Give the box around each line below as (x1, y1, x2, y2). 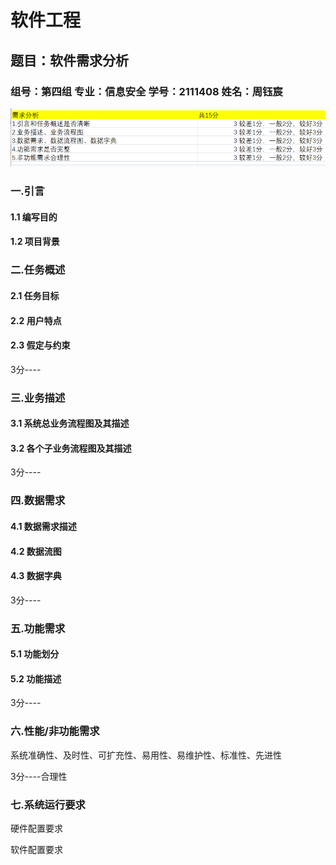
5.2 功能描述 (10, 672, 62, 685)
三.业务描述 (10, 391, 66, 405)
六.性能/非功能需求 (10, 724, 100, 738)
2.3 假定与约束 (10, 339, 71, 351)
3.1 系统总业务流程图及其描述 (10, 417, 130, 430)
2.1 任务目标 (10, 289, 60, 301)
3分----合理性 (10, 770, 68, 782)
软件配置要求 (10, 844, 63, 856)
